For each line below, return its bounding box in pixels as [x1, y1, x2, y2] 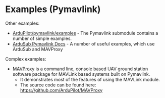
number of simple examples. [12, 35, 72, 41]
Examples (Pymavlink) [5, 4, 101, 15]
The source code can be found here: [20, 82, 97, 88]
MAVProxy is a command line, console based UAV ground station [12, 66, 148, 72]
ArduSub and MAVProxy [12, 46, 63, 52]
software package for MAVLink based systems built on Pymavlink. [12, 71, 150, 77]
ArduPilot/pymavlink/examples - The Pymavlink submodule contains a [12, 30, 158, 36]
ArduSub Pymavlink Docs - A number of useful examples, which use [12, 40, 155, 46]
